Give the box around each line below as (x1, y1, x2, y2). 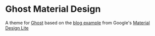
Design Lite (5, 25, 29, 31)
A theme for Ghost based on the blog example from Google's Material (5, 20, 150, 26)
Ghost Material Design (5, 3, 101, 15)
